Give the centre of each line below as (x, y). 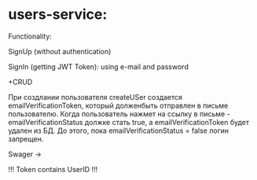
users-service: (58, 15)
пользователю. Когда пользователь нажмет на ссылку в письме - (119, 114)
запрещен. (26, 138)
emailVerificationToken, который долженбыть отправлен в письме (118, 105)
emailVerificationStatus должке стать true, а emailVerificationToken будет (129, 122)
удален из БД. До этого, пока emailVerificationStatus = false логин (119, 130)
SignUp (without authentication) (60, 51)
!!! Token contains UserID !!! (53, 169)
